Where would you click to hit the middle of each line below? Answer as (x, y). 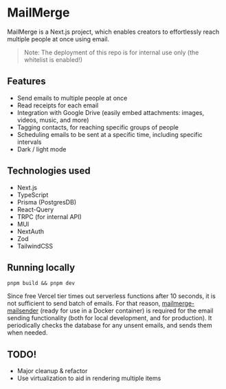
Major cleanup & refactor (52, 371)
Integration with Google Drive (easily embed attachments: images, (111, 112)
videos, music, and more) (53, 120)
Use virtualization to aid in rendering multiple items (89, 378)
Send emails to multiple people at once (72, 98)
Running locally (41, 267)
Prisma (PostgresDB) (47, 202)
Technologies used (49, 171)
